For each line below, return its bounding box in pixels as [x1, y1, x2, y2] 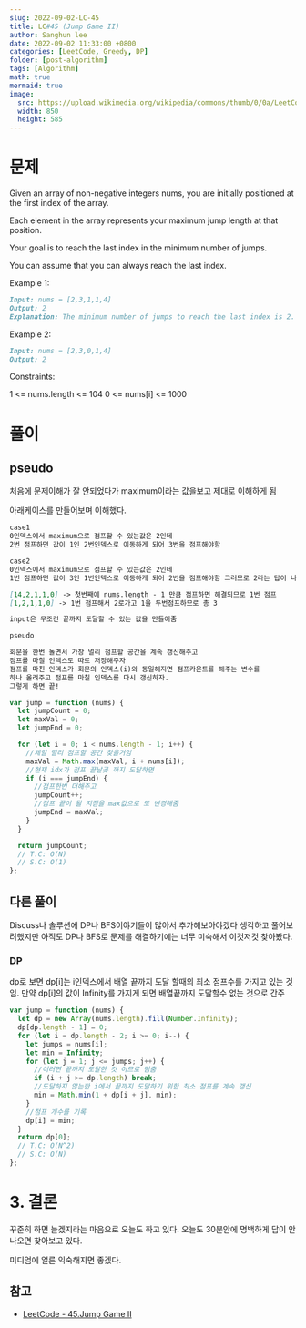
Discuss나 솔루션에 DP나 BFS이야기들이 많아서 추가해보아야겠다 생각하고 [9, 920, 270, 930]
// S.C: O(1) [17, 858, 67, 867]
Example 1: [9, 278, 50, 289]
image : [9, 89, 35, 98]
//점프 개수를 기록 [25, 1108, 87, 1117]
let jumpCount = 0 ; [17, 707, 92, 716]
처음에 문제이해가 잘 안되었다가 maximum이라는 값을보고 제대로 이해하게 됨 [9, 485, 277, 496]
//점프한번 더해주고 [33, 782, 97, 792]
